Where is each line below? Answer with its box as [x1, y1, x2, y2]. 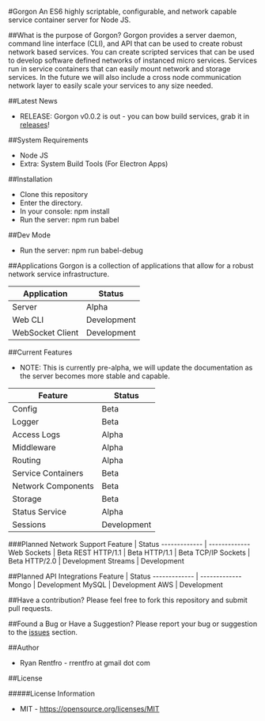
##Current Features [8, 347, 73, 357]
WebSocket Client [12, 328, 79, 338]
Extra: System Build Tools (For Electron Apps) [19, 159, 168, 169]
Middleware [12, 442, 56, 453]
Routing [12, 455, 41, 465]
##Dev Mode [8, 230, 51, 240]
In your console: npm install [19, 207, 110, 216]
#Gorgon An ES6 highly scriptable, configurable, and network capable [8, 7, 237, 16]
